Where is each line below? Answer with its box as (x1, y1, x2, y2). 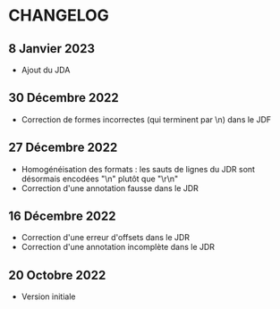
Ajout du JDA (21, 64, 71, 75)
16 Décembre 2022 (8, 209, 116, 224)
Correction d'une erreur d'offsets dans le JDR (21, 232, 190, 243)
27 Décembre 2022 (8, 140, 118, 155)
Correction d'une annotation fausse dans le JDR (21, 182, 199, 193)
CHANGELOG (8, 5, 109, 26)
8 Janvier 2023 (8, 41, 96, 56)
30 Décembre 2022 (8, 90, 119, 105)
